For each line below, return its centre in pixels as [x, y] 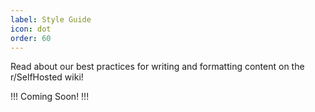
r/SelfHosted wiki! [47, 77]
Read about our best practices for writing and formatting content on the [157, 67]
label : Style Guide [51, 19]
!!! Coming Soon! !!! [50, 97]
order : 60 [31, 38]
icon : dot [31, 29]
